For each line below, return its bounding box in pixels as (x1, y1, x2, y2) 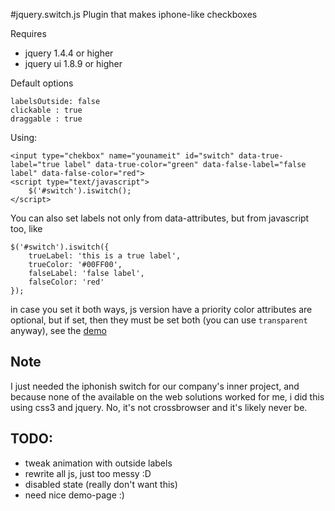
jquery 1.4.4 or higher (24, 47, 114, 59)
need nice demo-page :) (24, 489, 125, 501)
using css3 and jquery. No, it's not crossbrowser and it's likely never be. (10, 401, 308, 413)
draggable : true (10, 114, 83, 124)
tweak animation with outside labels (24, 457, 173, 469)
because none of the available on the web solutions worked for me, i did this (10, 390, 325, 403)
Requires (10, 28, 47, 39)
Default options (10, 77, 74, 89)
